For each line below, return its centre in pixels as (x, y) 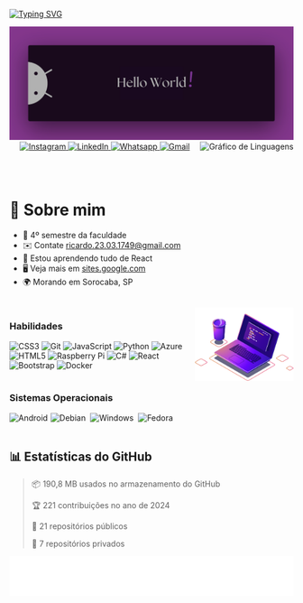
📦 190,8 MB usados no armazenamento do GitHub (126, 484)
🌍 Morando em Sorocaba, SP (78, 282)
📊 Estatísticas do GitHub (81, 457)
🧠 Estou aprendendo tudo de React (87, 258)
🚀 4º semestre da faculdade (74, 236)
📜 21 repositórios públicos (79, 526)
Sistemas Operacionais (61, 398)
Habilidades (36, 327)
